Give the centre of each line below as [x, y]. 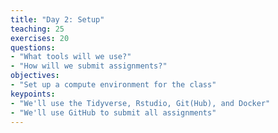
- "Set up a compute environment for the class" [113, 85]
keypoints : [33, 94]
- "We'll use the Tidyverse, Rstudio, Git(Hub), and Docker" [140, 103]
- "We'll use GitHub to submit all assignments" [113, 112]
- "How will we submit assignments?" [89, 66]
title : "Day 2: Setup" [57, 19]
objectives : [35, 76]
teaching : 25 [37, 29]
